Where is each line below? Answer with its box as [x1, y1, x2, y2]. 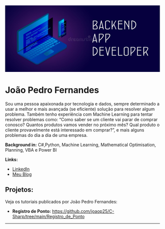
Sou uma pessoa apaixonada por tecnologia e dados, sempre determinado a [5, 101, 160, 106]
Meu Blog [12, 171, 32, 177]
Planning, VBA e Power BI [5, 147, 57, 153]
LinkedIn [12, 166, 30, 172]
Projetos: [5, 186, 33, 194]
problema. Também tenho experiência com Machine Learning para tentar [5, 111, 153, 117]
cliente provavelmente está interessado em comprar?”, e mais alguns [5, 127, 144, 133]
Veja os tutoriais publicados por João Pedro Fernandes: [5, 198, 118, 204]
